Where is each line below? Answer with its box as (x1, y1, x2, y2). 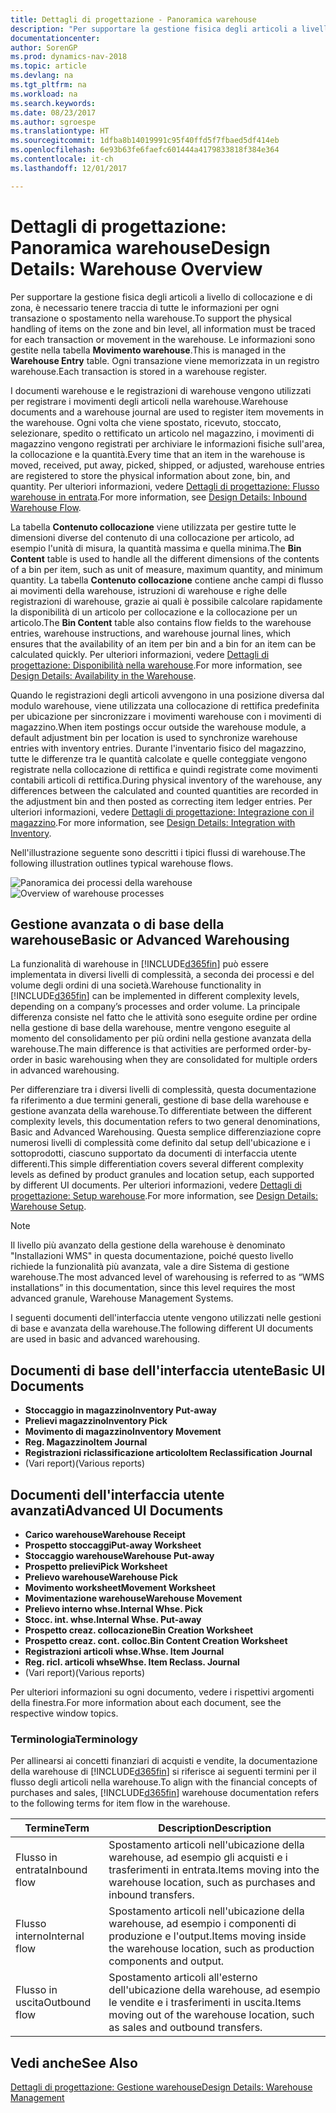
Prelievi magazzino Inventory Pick (24, 1415, 168, 1427)
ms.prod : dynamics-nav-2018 (10, 52, 128, 62)
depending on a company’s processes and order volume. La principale (10, 1001, 301, 1013)
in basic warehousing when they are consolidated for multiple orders (34, 1054, 318, 1066)
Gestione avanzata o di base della (10, 916, 225, 933)
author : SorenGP (10, 42, 78, 53)
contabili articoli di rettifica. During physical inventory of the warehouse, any (10, 774, 323, 786)
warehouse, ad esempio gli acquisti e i (108, 1851, 288, 1865)
